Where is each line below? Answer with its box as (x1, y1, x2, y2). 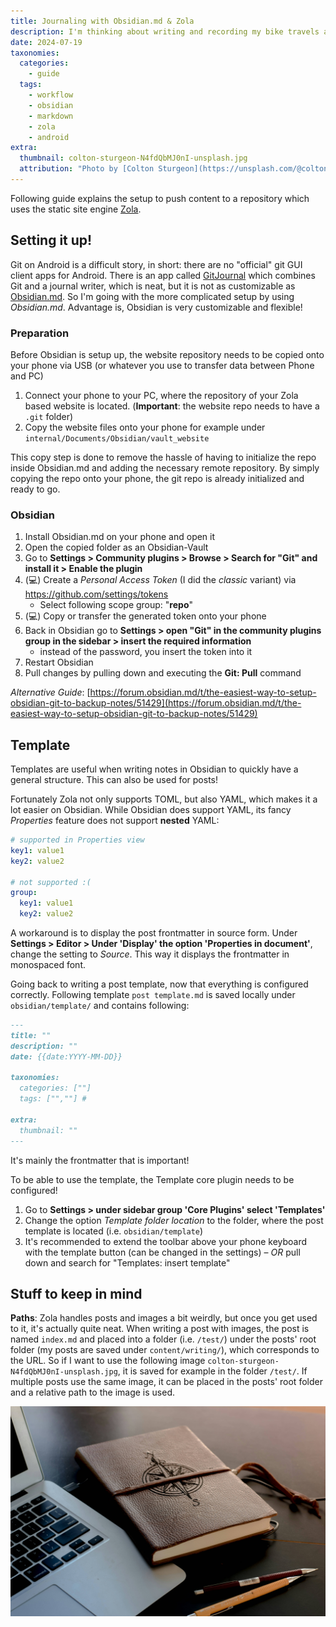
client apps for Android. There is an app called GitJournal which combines (10, 269, 316, 281)
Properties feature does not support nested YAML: (10, 815, 220, 827)
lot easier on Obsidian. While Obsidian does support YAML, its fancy (10, 804, 292, 816)
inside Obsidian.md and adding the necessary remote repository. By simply (10, 461, 320, 474)
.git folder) (24, 410, 74, 422)
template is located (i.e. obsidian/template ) (24, 1225, 204, 1237)
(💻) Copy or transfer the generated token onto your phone (24, 610, 267, 622)
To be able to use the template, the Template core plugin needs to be (10, 1173, 295, 1185)
